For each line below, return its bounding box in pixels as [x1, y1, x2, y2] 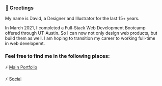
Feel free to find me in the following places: [5, 53, 110, 60]
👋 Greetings [5, 4, 34, 11]
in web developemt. [5, 41, 45, 46]
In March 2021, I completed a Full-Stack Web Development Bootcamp [5, 25, 146, 31]
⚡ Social [5, 76, 22, 82]
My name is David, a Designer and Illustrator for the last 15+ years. [5, 16, 140, 21]
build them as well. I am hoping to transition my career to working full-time [5, 35, 156, 41]
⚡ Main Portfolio [5, 64, 38, 70]
